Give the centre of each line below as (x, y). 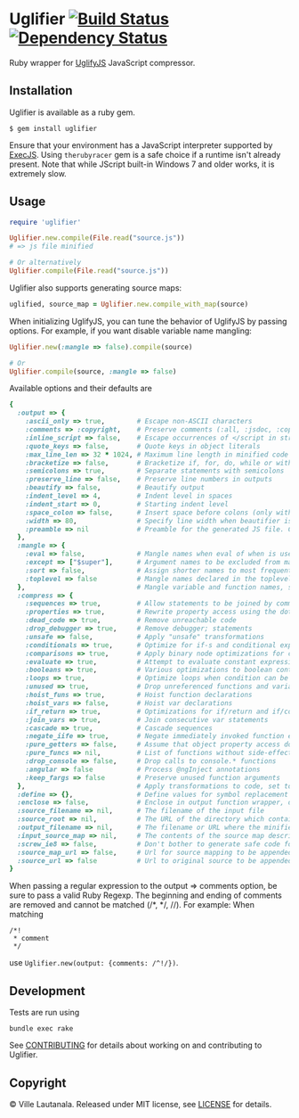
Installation (41, 90)
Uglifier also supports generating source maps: (96, 288)
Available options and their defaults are (81, 389)
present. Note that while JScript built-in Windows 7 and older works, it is (142, 164)
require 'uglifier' (45, 222)
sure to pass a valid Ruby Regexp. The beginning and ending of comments (145, 895)
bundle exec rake (41, 1029)
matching (27, 915)
